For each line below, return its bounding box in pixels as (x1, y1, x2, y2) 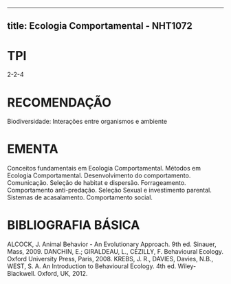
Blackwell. (7, 270, 36, 278)
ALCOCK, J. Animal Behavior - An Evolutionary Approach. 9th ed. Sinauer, (7, 240, 217, 248)
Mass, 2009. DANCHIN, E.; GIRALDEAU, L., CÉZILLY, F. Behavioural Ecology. (7, 248, 224, 256)
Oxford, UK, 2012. (37, 270, 88, 278)
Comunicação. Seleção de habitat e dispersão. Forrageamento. (7, 179, 187, 187)
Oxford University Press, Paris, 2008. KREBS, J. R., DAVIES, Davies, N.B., (7, 255, 214, 263)
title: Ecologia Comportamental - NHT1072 (7, 20, 192, 32)
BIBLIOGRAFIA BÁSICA (7, 217, 140, 233)
